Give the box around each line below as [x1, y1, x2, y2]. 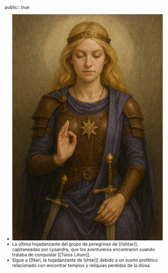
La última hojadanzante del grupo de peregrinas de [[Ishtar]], [12, 241, 138, 247]
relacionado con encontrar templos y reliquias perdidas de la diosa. [12, 262, 151, 268]
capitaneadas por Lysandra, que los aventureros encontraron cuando [12, 246, 155, 252]
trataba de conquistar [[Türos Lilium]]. [12, 252, 91, 257]
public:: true [5, 5, 30, 10]
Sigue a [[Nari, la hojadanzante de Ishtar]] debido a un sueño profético [12, 257, 158, 263]
